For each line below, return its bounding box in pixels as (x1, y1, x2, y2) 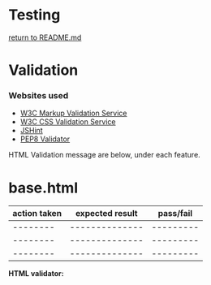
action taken (12, 208, 62, 219)
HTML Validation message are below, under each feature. (8, 150, 200, 160)
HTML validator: (8, 269, 64, 279)
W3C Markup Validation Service (19, 108, 127, 119)
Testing (8, 6, 61, 24)
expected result (75, 208, 138, 219)
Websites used (8, 90, 69, 101)
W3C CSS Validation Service (19, 117, 116, 127)
